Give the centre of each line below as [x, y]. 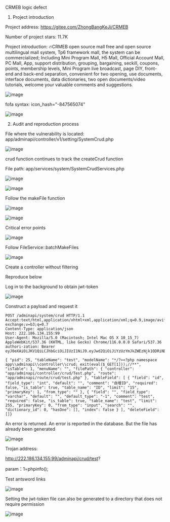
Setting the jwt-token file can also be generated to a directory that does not [84, 499]
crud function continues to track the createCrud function [64, 159]
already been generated [30, 429]
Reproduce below [24, 277]
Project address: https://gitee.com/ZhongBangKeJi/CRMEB [67, 27]
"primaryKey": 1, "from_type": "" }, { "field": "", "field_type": [78, 392]
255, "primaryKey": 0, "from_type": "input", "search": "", [70, 405]
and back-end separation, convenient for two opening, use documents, [89, 74]
